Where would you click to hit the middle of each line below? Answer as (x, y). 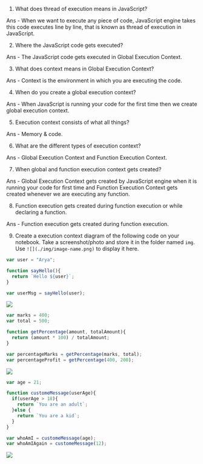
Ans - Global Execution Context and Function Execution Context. (87, 158)
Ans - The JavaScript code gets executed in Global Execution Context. (94, 57)
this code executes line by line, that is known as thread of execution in (94, 27)
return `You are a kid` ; (48, 415)
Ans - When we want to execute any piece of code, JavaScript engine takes (101, 20)
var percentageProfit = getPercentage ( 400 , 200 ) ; (70, 360)
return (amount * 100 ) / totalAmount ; (61, 338)
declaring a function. (41, 212)
